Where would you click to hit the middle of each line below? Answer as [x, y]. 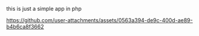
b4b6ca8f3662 [25, 27]
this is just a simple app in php [44, 9]
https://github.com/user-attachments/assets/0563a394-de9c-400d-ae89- [99, 20]
